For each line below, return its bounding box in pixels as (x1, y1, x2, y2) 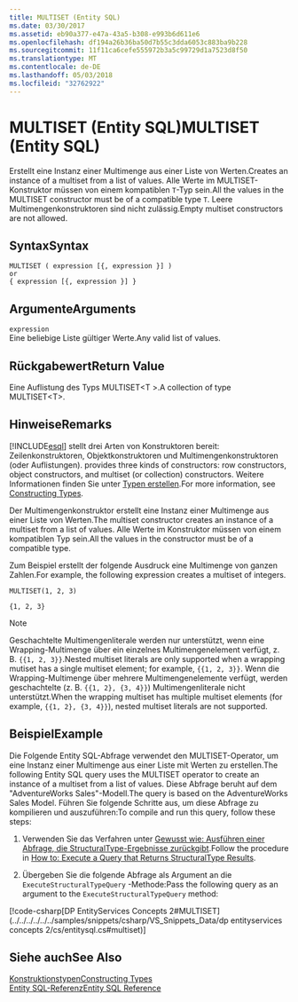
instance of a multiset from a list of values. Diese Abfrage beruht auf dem (9, 778, 278, 789)
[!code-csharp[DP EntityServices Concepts (9, 905, 168, 916)
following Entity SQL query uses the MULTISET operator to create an (9, 769, 260, 779)
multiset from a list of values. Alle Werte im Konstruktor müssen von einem (9, 524, 282, 534)
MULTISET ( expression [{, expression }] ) (9, 262, 173, 271)
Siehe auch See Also (9, 951, 122, 966)
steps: (9, 816, 32, 826)
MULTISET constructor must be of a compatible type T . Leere (9, 193, 233, 204)
